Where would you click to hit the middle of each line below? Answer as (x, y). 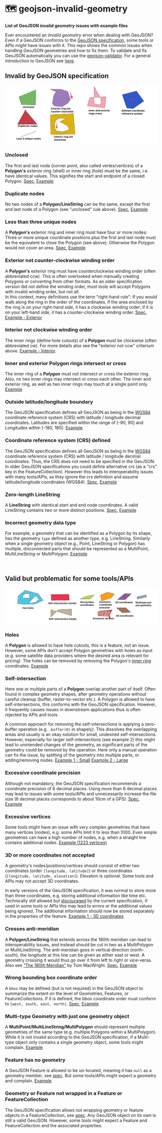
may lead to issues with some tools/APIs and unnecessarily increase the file (81, 794)
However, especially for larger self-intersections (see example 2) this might (80, 740)
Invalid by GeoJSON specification (57, 76)
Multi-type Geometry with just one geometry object (67, 1016)
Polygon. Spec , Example (29, 181)
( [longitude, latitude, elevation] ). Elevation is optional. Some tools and (79, 876)
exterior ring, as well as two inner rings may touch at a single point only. (77, 384)
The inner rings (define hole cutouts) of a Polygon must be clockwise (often (81, 340)
